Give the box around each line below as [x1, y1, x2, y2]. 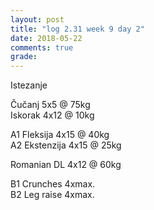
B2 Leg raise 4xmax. [10, 189, 95, 201]
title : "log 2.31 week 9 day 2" [10, 24, 145, 34]
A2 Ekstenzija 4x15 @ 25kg [10, 139, 122, 151]
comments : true [10, 42, 74, 53]
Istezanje [10, 79, 48, 91]
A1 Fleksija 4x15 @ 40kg [10, 129, 110, 141]
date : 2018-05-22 [10, 33, 83, 43]
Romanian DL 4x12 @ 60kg [10, 159, 122, 171]
